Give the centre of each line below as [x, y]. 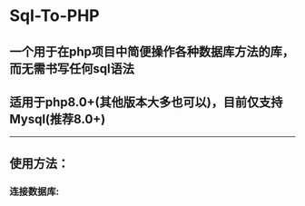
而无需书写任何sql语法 [72, 69]
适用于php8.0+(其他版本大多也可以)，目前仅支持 [146, 102]
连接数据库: [34, 191]
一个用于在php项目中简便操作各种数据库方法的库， [152, 51]
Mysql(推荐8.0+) [58, 119]
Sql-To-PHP [54, 16]
